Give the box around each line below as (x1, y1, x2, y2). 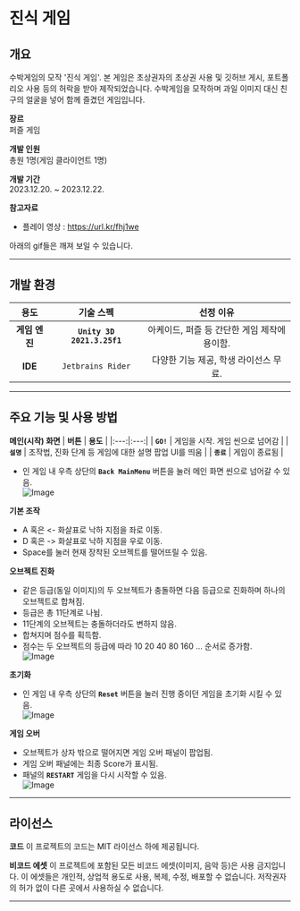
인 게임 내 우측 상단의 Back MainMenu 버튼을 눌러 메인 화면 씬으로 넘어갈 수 (21, 465, 281, 476)
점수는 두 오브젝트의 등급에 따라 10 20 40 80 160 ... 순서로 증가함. (21, 641, 253, 651)
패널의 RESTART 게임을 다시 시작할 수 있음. (21, 769, 167, 779)
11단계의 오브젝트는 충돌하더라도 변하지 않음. (21, 618, 177, 629)
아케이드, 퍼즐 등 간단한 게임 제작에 (147, 323, 286, 336)
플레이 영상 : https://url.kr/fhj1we (21, 221, 140, 232)
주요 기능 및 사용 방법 (9, 410, 118, 425)
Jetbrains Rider (62, 361, 131, 371)
